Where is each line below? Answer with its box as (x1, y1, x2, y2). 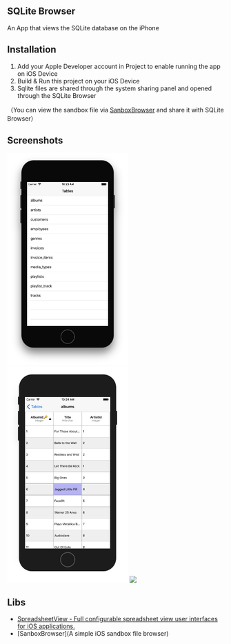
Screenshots (7, 134, 63, 147)
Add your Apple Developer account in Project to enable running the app (17, 62, 221, 70)
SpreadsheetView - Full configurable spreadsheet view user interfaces (17, 615, 219, 623)
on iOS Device (17, 69, 58, 78)
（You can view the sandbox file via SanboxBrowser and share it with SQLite (7, 105, 224, 114)
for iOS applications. (17, 622, 76, 630)
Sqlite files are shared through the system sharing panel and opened (17, 84, 212, 92)
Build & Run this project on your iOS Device (17, 77, 140, 85)
